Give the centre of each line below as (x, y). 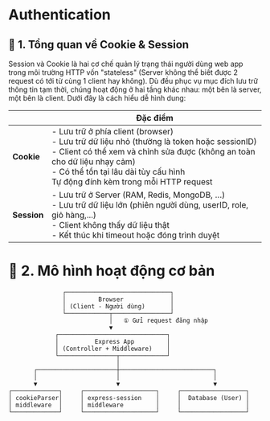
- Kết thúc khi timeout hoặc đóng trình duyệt (136, 235)
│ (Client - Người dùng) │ (118, 306)
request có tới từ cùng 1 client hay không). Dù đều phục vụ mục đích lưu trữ (133, 81)
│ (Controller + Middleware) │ (113, 349)
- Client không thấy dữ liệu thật (111, 225)
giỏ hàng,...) (74, 215)
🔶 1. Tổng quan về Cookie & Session (99, 45)
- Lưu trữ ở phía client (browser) (113, 132)
